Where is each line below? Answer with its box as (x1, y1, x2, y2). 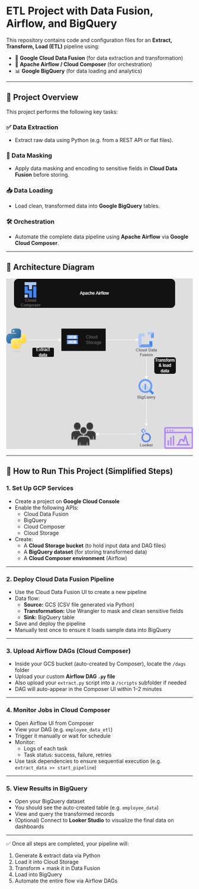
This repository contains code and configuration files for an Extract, (6, 36, 172, 43)
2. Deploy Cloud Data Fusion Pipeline (6, 575, 114, 583)
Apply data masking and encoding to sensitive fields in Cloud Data (14, 165, 178, 172)
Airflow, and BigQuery (6, 17, 117, 30)
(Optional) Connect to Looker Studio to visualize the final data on (14, 816, 174, 824)
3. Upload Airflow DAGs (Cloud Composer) (6, 647, 131, 655)
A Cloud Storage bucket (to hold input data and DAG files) (23, 542, 166, 549)
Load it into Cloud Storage (14, 858, 79, 865)
